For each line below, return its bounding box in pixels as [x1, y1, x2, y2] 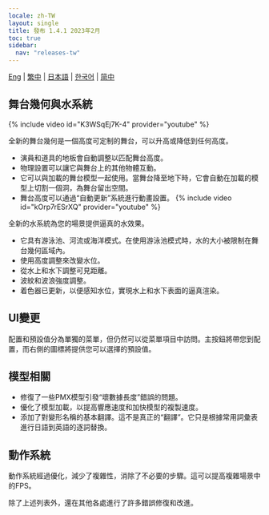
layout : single [8, 19, 59, 27]
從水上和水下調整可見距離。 [19, 265, 112, 275]
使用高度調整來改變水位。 [19, 255, 105, 265]
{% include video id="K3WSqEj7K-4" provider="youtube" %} [8, 119, 210, 129]
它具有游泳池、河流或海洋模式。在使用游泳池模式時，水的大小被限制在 [19, 235, 252, 245]
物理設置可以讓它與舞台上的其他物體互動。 [19, 163, 161, 172]
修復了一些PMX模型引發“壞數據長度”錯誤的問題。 [19, 392, 183, 402]
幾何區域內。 [26, 245, 70, 255]
